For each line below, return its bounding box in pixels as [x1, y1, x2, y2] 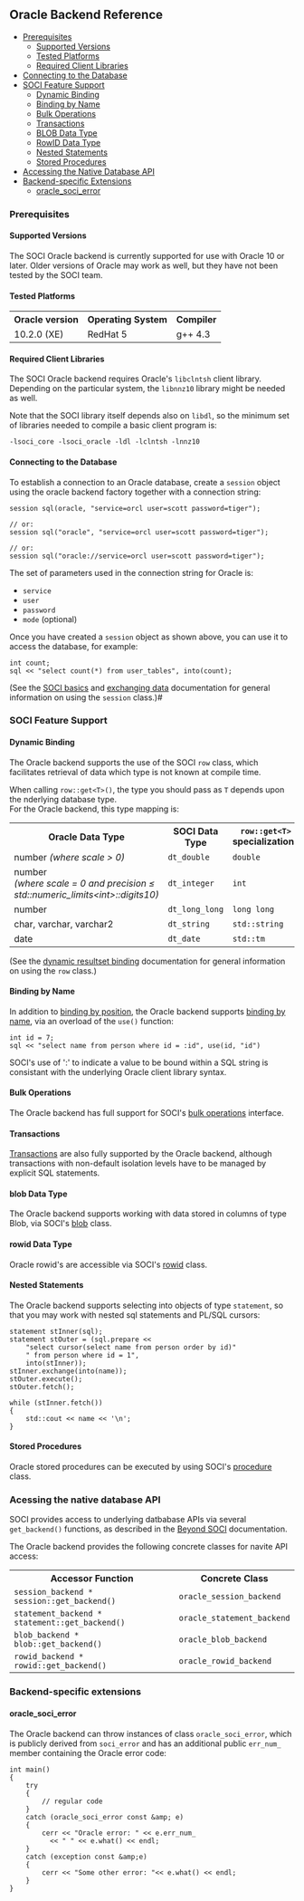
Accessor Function [50, 1572, 134, 1585]
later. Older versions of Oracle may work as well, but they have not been [9, 260, 279, 271]
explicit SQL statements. [9, 1167, 100, 1178]
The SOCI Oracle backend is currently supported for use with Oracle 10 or [9, 250, 285, 261]
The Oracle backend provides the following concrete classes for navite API [9, 1541, 288, 1552]
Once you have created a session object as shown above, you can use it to [9, 631, 288, 642]
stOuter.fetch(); [9, 1382, 75, 1391]
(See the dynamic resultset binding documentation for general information [9, 955, 286, 966]
